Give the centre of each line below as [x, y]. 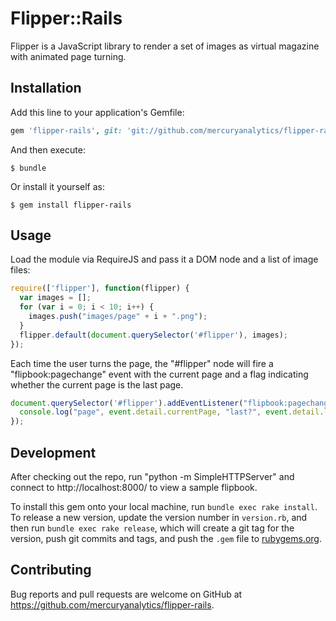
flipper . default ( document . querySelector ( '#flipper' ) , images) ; [153, 335]
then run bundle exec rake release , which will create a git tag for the [152, 528]
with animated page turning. [68, 56]
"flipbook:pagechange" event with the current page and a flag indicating [159, 374]
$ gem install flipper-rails [71, 205]
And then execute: [48, 149]
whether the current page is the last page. [97, 384]
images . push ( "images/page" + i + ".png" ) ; [118, 317]
